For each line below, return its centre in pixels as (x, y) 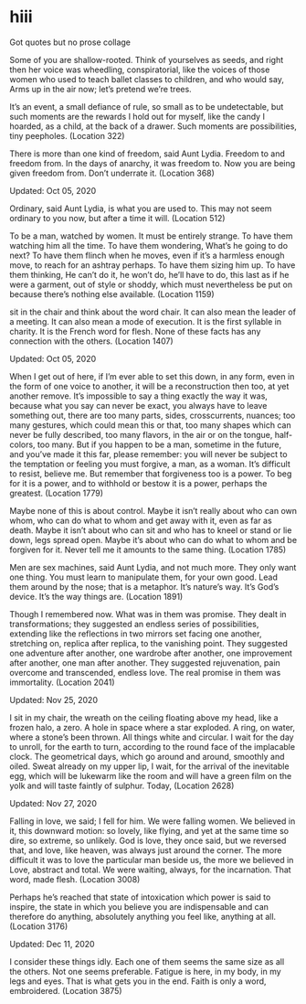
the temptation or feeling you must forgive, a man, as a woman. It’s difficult (150, 464)
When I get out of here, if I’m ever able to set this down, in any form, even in (152, 376)
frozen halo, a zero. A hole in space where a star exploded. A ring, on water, (152, 727)
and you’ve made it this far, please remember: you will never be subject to (148, 454)
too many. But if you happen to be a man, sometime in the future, (159, 444)
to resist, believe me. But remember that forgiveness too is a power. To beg (151, 474)
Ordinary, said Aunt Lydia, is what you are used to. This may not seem (141, 208)
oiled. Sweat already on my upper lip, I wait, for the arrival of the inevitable (149, 766)
